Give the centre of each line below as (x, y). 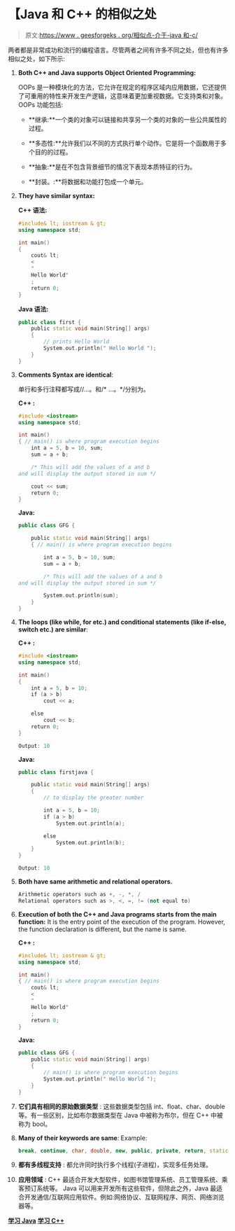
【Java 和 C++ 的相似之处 (82, 14)
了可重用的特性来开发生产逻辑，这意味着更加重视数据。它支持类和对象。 (122, 96)
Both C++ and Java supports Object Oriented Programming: (107, 72)
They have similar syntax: (56, 195)
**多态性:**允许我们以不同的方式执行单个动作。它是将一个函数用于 (124, 143)
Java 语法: (33, 309)
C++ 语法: (33, 210)
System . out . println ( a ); (90, 823)
